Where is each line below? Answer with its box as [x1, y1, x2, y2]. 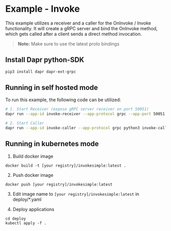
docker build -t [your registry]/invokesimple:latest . [5, 163, 126, 168]
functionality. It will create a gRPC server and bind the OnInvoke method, [5, 25, 158, 31]
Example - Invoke [5, 3, 80, 15]
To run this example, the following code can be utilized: [5, 97, 121, 103]
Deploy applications [12, 206, 54, 212]
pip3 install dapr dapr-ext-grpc [5, 69, 76, 74]
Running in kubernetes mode [5, 140, 99, 148]
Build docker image [12, 153, 53, 159]
